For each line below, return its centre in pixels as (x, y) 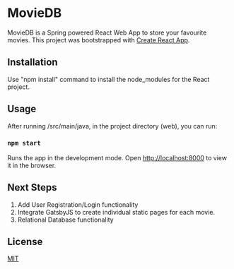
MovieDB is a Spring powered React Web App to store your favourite (107, 32)
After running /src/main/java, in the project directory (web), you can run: (112, 126)
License (25, 242)
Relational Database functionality (66, 220)
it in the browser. (32, 165)
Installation (33, 62)
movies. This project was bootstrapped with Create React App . (99, 40)
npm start (24, 143)
